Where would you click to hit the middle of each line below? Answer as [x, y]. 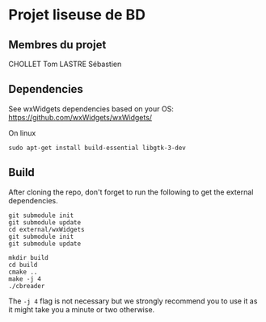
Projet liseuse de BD [77, 15]
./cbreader [27, 286]
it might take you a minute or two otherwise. [82, 309]
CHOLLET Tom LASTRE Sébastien [65, 64]
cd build [23, 265]
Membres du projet [57, 45]
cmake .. [23, 272]
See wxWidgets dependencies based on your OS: [91, 109]
